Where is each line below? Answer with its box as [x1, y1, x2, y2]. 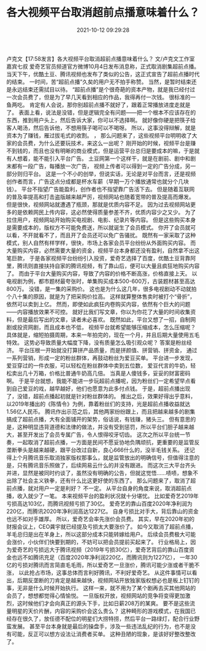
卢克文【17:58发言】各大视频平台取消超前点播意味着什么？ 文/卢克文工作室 [6, 55, 195, 62]
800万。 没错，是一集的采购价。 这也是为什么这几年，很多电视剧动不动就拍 [6, 285, 197, 292]
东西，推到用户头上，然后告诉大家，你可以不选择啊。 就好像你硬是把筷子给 [6, 116, 196, 123]
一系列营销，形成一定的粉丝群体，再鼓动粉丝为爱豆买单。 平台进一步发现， [6, 354, 196, 361]
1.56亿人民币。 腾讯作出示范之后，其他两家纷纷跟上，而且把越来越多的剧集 [6, 407, 196, 415]
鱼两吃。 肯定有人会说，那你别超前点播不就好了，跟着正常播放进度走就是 [6, 101, 191, 108]
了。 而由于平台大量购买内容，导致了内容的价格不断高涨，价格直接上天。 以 [6, 269, 197, 277]
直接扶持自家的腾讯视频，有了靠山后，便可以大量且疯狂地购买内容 [32, 262, 200, 269]
